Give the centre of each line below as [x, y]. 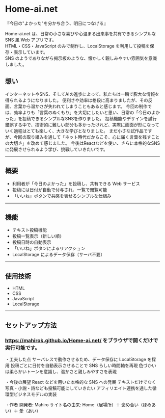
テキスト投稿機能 [29, 230]
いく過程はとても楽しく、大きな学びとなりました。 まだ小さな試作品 [74, 131]
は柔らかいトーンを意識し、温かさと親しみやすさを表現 [61, 371]
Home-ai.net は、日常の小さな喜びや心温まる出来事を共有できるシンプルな [81, 33]
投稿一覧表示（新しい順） [38, 236]
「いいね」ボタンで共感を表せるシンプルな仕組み [62, 196]
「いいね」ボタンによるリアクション [49, 248]
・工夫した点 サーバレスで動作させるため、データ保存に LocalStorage [76, 359]
